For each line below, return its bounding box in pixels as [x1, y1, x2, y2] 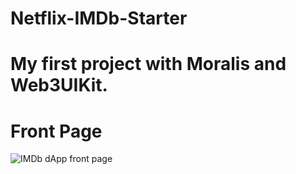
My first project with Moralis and [10, 53, 287, 76]
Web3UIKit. [10, 74, 108, 97]
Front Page [10, 120, 103, 142]
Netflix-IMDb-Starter [10, 7, 188, 30]
